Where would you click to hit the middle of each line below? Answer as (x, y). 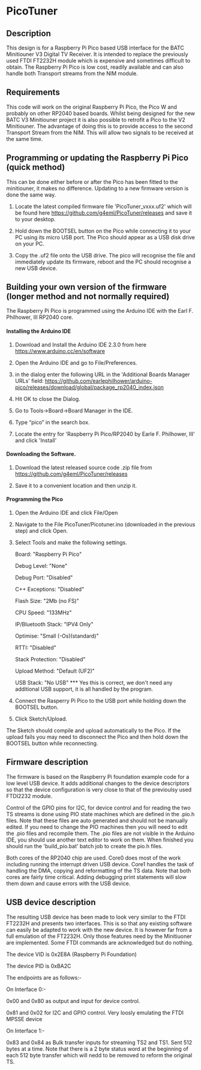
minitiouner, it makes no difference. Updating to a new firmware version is (97, 188)
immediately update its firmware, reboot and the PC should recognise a (103, 262)
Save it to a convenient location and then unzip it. (76, 485)
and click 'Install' (36, 440)
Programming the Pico (34, 499)
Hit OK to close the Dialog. (47, 398)
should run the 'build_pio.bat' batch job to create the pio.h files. (85, 846)
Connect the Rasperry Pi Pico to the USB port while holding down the (100, 701)
